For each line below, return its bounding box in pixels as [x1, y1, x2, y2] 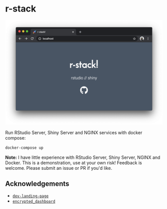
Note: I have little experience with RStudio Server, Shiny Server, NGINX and [5, 154, 160, 160]
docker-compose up [5, 145, 43, 150]
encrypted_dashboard [12, 199, 55, 204]
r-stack [5, 3, 36, 15]
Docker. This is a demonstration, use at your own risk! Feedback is [5, 159, 142, 166]
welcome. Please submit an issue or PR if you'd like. [5, 165, 112, 171]
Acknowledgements [5, 179, 69, 188]
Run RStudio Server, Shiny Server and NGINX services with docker [5, 129, 142, 136]
